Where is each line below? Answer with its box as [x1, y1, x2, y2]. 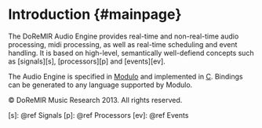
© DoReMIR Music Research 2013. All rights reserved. [8, 95, 183, 104]
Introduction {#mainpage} [8, 5, 182, 24]
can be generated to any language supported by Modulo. [8, 80, 193, 90]
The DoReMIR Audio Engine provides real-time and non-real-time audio [8, 31, 239, 41]
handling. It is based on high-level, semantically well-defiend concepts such [8, 48, 254, 57]
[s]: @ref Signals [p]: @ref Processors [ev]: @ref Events [8, 110, 189, 119]
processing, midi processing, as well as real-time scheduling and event [8, 39, 238, 49]
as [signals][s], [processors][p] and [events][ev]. [8, 57, 166, 66]
